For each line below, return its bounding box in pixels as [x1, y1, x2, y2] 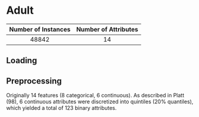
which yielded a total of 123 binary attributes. [6, 104, 117, 112]
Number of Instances [9, 25, 71, 33]
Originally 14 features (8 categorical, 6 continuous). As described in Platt [6, 92, 185, 99]
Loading [6, 56, 38, 66]
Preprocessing [6, 76, 62, 86]
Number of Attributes [76, 25, 139, 33]
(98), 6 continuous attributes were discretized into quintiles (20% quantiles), [6, 98, 194, 105]
